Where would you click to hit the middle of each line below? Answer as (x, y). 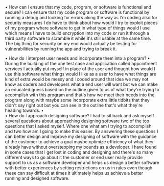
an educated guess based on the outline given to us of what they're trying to (82, 90)
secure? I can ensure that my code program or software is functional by (77, 12)
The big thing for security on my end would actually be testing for (71, 43)
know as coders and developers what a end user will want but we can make (82, 84)
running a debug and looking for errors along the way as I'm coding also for (81, 17)
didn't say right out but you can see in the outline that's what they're (74, 105)
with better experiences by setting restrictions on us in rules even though (79, 168)
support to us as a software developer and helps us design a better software (82, 162)
